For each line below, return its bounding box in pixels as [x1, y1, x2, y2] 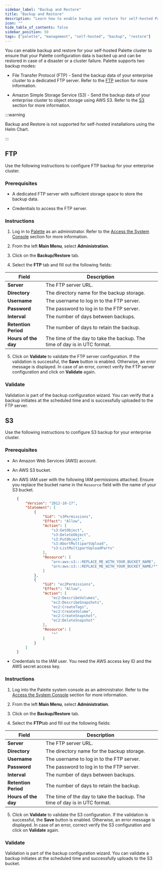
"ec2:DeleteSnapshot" [51, 618, 95, 623]
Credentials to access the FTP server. [12, 205, 87, 211]
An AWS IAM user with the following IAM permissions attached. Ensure [12, 476, 154, 482]
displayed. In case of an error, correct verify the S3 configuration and [12, 822, 151, 828]
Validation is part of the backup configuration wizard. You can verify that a [5, 392, 154, 398]
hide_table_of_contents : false [5, 25, 68, 30]
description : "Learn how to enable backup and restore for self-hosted [5, 16, 153, 21]
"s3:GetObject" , [51, 527, 84, 533]
